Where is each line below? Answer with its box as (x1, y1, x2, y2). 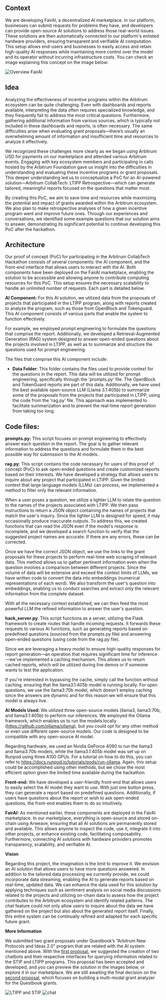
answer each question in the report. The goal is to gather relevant (5, 441, 139, 447)
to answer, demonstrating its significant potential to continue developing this (5, 221, 161, 227)
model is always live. (5, 698, 47, 704)
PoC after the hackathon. (5, 226, 56, 232)
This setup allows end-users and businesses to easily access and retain (5, 43, 152, 49)
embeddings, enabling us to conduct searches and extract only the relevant (5, 586, 159, 591)
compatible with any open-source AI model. (5, 734, 94, 740)
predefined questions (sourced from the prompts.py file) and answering (5, 631, 152, 637)
